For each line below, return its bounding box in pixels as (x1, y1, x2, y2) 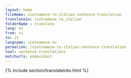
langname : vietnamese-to (5, 40, 57, 45)
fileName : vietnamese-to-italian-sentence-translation (5, 12, 122, 17)
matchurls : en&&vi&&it (5, 53, 52, 59)
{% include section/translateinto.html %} (5, 67, 89, 73)
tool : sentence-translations (5, 49, 66, 54)
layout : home (5, 7, 32, 12)
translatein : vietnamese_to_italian (5, 16, 81, 21)
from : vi (5, 30, 23, 35)
